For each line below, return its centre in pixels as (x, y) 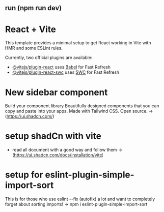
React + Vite (31, 29)
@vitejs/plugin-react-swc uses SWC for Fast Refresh (66, 72)
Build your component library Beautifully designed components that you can (82, 106)
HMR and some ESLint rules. (34, 48)
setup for (24, 175)
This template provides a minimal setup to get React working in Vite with (78, 43)
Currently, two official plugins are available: (49, 58)
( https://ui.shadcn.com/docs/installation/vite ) (58, 155)
